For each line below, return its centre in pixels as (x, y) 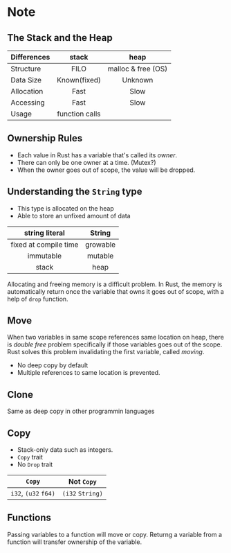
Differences (30, 57)
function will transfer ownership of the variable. (75, 542)
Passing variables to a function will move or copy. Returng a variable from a (115, 534)
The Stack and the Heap (60, 38)
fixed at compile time (45, 245)
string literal (45, 233)
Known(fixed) (79, 80)
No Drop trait (35, 464)
